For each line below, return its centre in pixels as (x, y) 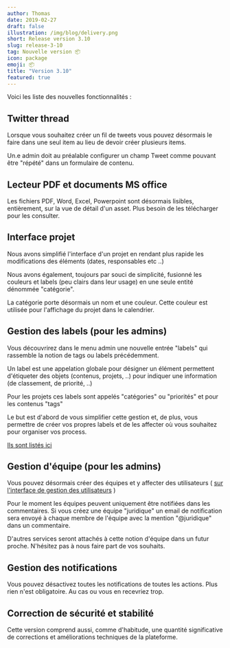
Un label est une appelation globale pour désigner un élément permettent (111, 368)
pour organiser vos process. (47, 432)
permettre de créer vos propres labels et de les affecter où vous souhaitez (112, 424)
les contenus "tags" (35, 403)
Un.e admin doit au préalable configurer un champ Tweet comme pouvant (112, 156)
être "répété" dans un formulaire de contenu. (71, 163)
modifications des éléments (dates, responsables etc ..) (85, 261)
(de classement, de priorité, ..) (50, 383)
